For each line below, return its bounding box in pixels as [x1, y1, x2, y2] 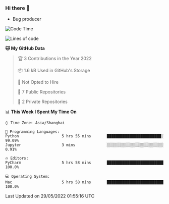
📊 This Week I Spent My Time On [5, 109, 77, 115]
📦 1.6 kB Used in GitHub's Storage [17, 68, 90, 74]
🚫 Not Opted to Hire [17, 79, 59, 85]
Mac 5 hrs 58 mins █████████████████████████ [5, 180, 164, 185]
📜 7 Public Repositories [17, 89, 66, 95]
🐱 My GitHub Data [5, 45, 45, 52]
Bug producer [12, 16, 42, 22]
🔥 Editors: [5, 156, 29, 161]
